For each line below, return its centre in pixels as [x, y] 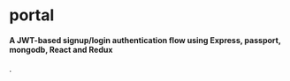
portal [32, 15]
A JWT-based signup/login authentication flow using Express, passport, [145, 40]
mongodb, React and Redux [61, 49]
